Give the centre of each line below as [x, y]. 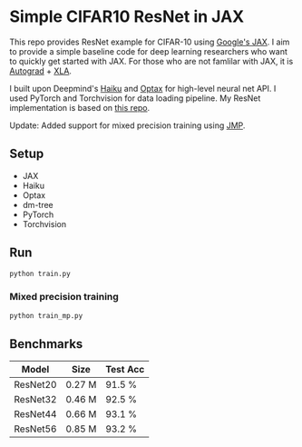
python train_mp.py [46, 315]
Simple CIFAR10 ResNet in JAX [127, 17]
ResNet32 [35, 400]
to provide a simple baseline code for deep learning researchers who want [149, 51]
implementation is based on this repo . [80, 107]
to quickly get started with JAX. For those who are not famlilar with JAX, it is [151, 61]
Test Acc [125, 370]
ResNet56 [35, 429]
